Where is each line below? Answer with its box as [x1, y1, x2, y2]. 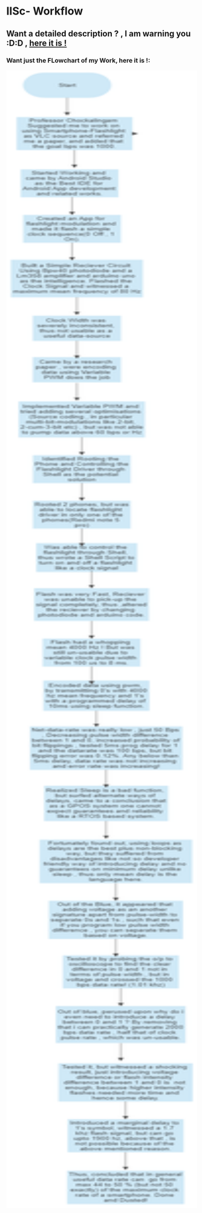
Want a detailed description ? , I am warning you [6, 29, 191, 39]
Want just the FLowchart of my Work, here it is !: [6, 56, 151, 64]
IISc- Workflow [6, 4, 83, 18]
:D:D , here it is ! [6, 38, 67, 48]
